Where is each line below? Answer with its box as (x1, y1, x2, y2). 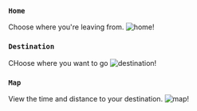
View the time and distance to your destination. (8, 94, 164, 103)
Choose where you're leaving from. (8, 22, 124, 32)
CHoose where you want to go (8, 58, 109, 67)
